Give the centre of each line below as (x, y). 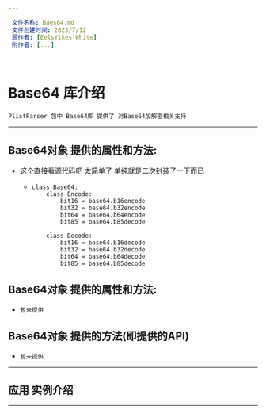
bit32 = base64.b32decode (103, 250)
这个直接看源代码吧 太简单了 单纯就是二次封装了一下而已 (112, 171)
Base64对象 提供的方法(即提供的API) (99, 337)
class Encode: (69, 194)
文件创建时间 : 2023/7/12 (49, 30)
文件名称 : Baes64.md (43, 22)
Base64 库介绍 (57, 93)
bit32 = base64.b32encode (103, 208)
